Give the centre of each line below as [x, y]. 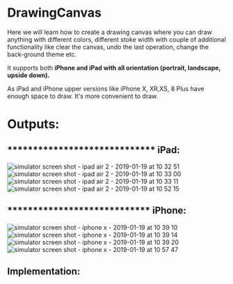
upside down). [29, 75]
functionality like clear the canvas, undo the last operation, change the [108, 47]
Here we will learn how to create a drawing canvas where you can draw [110, 32]
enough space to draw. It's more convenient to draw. [83, 96]
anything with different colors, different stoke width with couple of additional [116, 39]
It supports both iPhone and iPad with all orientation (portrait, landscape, [114, 68]
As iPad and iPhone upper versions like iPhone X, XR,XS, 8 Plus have [106, 88]
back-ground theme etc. [42, 54]
